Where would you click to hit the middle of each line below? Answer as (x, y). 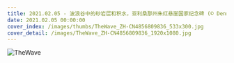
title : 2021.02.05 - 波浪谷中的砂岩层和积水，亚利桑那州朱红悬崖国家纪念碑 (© (110, 13)
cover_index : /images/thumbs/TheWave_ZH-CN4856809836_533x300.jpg (106, 26)
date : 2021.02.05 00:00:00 (46, 20)
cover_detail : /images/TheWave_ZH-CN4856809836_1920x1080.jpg (99, 33)
